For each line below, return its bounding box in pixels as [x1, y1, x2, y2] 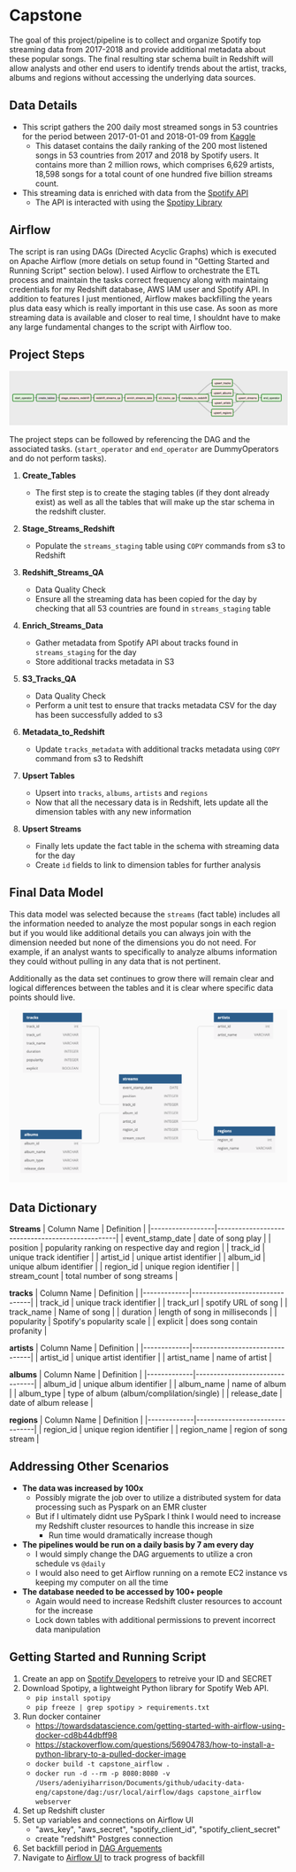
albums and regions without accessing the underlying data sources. [9, 72, 256, 82]
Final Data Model [9, 885, 104, 901]
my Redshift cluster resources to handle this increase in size [34, 1520, 254, 1531]
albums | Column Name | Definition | [9, 1369, 143, 1379]
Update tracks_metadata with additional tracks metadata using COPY [34, 744, 280, 754]
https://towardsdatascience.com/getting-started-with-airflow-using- [34, 1720, 285, 1731]
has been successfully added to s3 [34, 709, 163, 720]
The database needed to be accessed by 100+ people [21, 1586, 224, 1596]
